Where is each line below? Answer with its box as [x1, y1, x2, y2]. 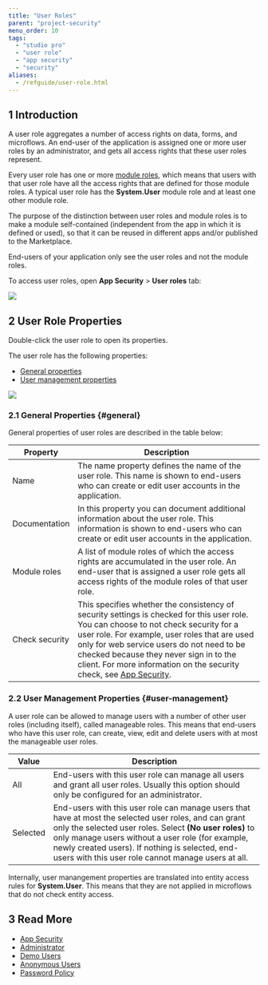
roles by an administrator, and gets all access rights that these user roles [8, 146, 247, 156]
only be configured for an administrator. [53, 788, 203, 800]
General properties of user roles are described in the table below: [8, 428, 223, 438]
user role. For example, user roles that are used [77, 629, 254, 640]
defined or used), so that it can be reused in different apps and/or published [8, 228, 258, 238]
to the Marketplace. [8, 236, 73, 246]
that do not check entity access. [8, 889, 114, 899]
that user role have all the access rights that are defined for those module [8, 179, 250, 189]
